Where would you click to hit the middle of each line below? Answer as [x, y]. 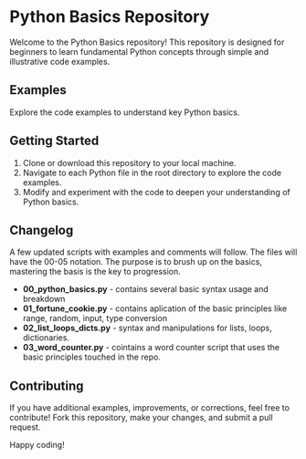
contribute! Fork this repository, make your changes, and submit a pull [141, 418]
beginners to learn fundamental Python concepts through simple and [139, 51]
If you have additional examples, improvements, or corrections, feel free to [150, 408]
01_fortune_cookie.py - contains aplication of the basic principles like [155, 308]
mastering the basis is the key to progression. [95, 272]
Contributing [47, 386]
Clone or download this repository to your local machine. [129, 162]
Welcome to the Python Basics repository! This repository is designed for [147, 42]
